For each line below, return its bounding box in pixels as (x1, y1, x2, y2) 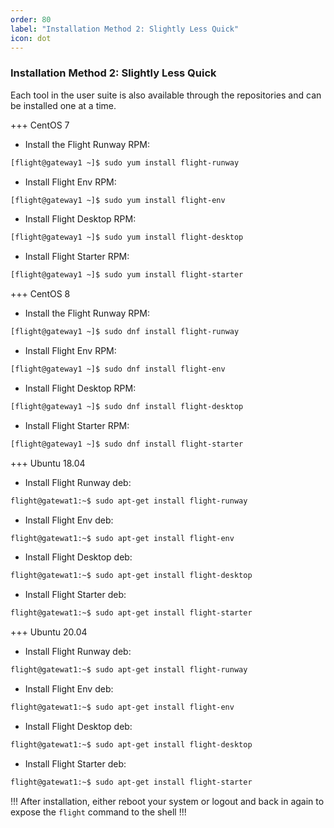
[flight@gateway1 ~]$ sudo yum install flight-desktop (10, 232, 244, 243)
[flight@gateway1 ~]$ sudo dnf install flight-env (10, 364, 226, 375)
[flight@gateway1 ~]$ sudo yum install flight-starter (10, 270, 244, 280)
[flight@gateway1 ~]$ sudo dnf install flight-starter (10, 439, 244, 449)
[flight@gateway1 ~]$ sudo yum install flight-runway (10, 157, 240, 168)
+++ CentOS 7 (10, 119, 70, 131)
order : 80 (10, 14, 52, 25)
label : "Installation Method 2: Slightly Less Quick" (10, 24, 240, 34)
